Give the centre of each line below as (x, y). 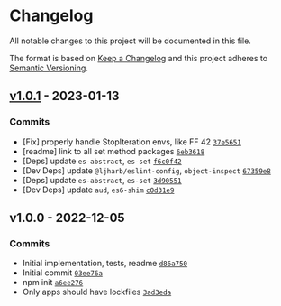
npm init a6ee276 (53, 283)
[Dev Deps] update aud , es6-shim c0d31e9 (98, 190)
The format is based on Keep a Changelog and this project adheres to (139, 58)
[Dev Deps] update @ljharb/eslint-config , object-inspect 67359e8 (147, 170)
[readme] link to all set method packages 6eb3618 (113, 151)
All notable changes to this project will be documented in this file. (131, 41)
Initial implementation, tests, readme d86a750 (105, 264)
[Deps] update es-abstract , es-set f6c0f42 (102, 161)
